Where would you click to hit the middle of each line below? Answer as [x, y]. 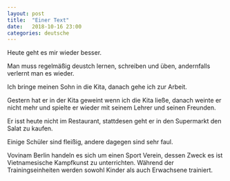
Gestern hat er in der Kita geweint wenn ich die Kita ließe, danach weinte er [114, 101]
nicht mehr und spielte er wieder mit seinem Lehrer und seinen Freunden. [112, 107]
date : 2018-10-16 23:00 [44, 26]
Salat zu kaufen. [30, 128]
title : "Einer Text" [38, 20]
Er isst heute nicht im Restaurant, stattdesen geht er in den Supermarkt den [114, 121]
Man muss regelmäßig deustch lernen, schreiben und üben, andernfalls [109, 66]
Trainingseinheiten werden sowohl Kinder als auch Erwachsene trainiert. [110, 170]
